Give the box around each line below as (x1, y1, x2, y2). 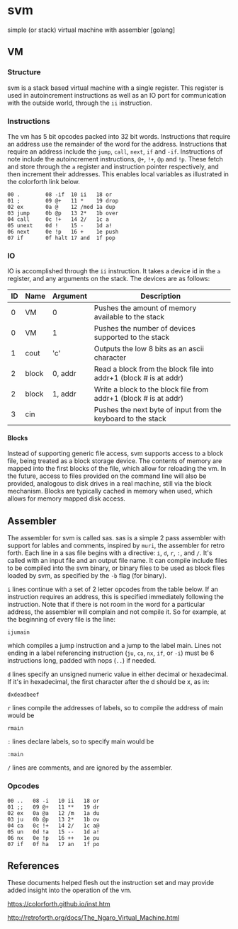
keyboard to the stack (93, 414, 166, 423)
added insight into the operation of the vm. (7, 886, 132, 894)
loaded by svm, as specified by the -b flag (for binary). (7, 571, 166, 580)
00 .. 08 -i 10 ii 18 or (7, 797, 100, 804)
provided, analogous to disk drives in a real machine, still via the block (7, 479, 212, 488)
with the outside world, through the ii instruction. (7, 98, 152, 107)
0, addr (52, 369, 76, 379)
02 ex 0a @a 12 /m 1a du (7, 809, 100, 816)
